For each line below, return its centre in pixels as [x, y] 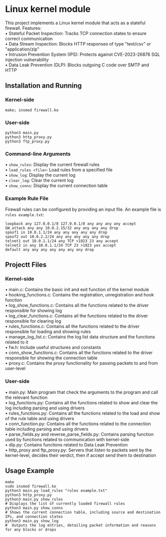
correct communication [29, 39]
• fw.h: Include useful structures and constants [53, 347]
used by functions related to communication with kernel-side [67, 439]
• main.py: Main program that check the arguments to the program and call [82, 392]
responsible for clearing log [33, 321]
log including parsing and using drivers [45, 408]
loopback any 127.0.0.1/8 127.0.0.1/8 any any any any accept [71, 224]
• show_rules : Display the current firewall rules [53, 165]
